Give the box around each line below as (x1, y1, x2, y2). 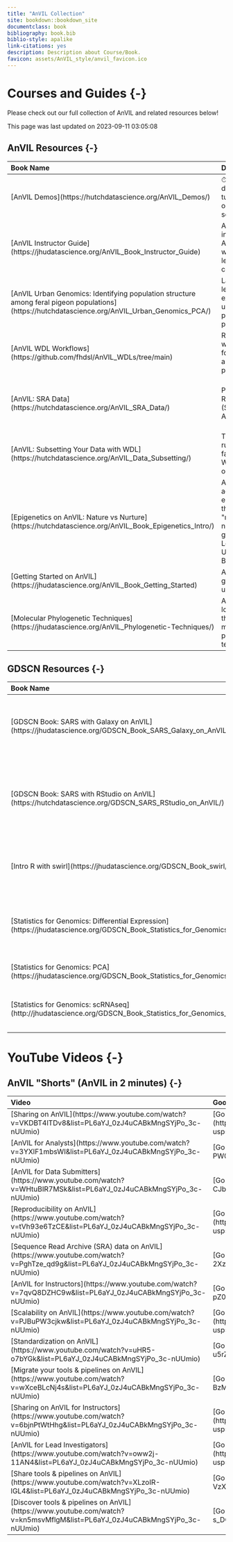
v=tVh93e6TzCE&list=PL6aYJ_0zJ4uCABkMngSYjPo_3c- (10, 1222, 200, 1232)
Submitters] (62, 1167, 101, 1177)
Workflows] (51, 343, 90, 353)
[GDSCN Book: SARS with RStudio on (10, 789, 132, 799)
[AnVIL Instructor (10, 238, 67, 248)
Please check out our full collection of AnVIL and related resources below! (7, 109, 218, 117)
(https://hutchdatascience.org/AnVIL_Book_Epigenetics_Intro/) (10, 521, 215, 530)
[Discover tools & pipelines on (10, 1497, 108, 1507)
